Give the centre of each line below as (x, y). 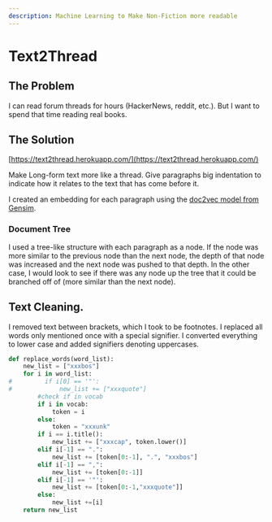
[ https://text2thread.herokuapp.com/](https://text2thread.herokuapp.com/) (134, 159)
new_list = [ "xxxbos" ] (61, 367)
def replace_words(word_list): (61, 359)
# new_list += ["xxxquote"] (78, 389)
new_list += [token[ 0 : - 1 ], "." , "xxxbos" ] (125, 457)
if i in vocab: (63, 404)
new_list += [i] (78, 502)
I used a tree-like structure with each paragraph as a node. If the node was (134, 247)
